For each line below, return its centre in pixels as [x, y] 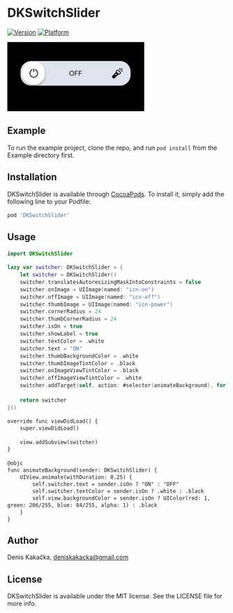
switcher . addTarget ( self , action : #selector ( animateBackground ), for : [125, 386]
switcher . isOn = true [51, 327]
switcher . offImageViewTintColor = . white [81, 378]
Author [23, 541]
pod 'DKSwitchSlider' [39, 215]
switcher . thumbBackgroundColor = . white [79, 356]
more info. [22, 604]
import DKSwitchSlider [40, 254]
